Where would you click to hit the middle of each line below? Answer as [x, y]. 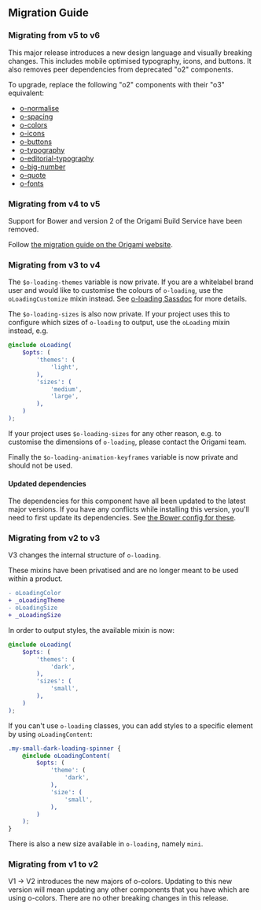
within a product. [35, 579]
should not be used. [40, 465]
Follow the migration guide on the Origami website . [90, 244]
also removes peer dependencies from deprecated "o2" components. [121, 69]
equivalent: [26, 93]
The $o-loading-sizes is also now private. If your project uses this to [119, 314]
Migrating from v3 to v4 [54, 264]
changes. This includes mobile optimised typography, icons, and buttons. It [130, 61]
